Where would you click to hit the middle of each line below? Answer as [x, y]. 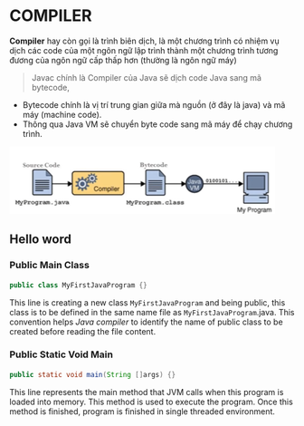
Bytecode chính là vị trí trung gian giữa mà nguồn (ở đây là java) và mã [154, 104]
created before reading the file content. [83, 331]
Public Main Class [50, 266]
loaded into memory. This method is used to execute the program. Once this [152, 402]
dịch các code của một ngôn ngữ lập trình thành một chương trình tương [144, 50]
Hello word [41, 240]
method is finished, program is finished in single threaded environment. [142, 411]
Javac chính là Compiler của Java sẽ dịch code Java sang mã [147, 77]
